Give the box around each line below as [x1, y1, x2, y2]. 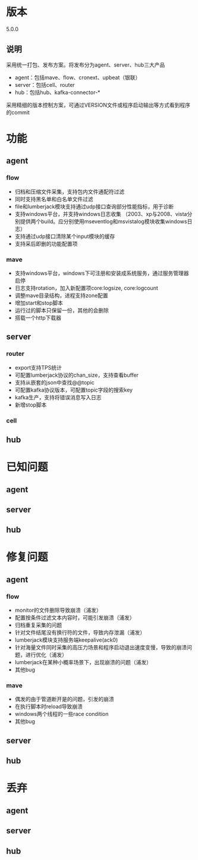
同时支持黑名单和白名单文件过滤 [14, 195, 93, 202]
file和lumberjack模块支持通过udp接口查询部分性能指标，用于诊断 [14, 203, 174, 210]
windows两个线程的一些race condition [14, 711, 109, 718]
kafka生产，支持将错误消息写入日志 [14, 393, 102, 401]
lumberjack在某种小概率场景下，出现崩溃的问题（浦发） [14, 659, 152, 666]
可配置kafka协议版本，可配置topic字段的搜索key [14, 386, 133, 393]
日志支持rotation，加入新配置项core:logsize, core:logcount [14, 284, 159, 292]
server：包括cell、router [14, 81, 76, 88]
